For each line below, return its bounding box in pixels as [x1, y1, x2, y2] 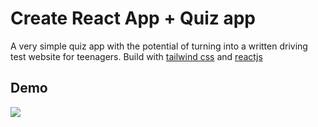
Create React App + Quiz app [10, 7, 257, 30]
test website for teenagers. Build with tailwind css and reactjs [10, 50, 263, 62]
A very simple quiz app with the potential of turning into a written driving [10, 40, 308, 52]
